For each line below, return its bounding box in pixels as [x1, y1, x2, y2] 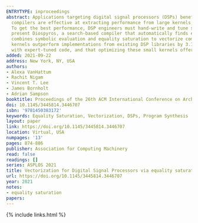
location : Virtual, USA [6, 129, 65, 136]
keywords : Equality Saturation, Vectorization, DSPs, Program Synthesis [6, 113, 189, 119]
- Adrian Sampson [6, 91, 49, 97]
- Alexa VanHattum [6, 69, 51, 75]
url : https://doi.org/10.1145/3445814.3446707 [6, 173, 123, 179]
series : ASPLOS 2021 [6, 162, 57, 168]
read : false [6, 151, 35, 157]
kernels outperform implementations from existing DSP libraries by [11, 42, 183, 48]
